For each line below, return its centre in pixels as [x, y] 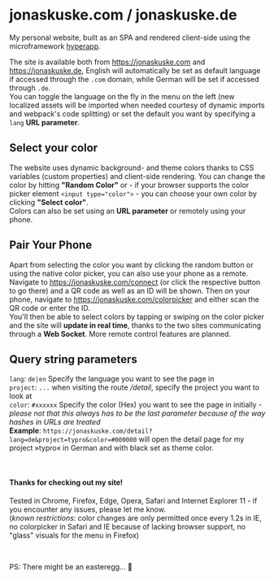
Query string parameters [73, 359]
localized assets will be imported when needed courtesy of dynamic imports [137, 105]
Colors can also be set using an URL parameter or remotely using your [128, 211]
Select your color [54, 148]
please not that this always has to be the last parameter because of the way [137, 413]
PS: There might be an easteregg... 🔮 [71, 566]
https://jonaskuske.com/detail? [98, 432]
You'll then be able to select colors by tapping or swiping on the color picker [137, 316]
